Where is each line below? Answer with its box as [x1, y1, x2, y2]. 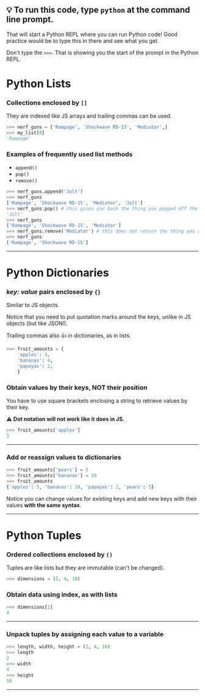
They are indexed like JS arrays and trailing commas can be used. [6, 112, 172, 120]
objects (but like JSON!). [6, 320, 68, 327]
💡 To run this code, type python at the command [6, 5, 190, 15]
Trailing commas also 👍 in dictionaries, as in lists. [6, 332, 131, 339]
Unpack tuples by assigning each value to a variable [6, 630, 164, 638]
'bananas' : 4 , [17, 357, 53, 364]
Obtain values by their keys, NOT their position [6, 383, 148, 392]
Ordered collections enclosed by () [6, 550, 113, 559]
